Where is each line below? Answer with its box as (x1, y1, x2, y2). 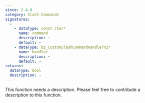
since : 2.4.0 (5, 7, 32, 13)
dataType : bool (9, 68, 41, 73)
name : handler (18, 49, 48, 54)
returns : (5, 63, 23, 68)
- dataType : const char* (14, 26, 66, 31)
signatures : (5, 17, 30, 22)
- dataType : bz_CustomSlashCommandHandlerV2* (14, 45, 111, 50)
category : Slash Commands (5, 12, 59, 17)
